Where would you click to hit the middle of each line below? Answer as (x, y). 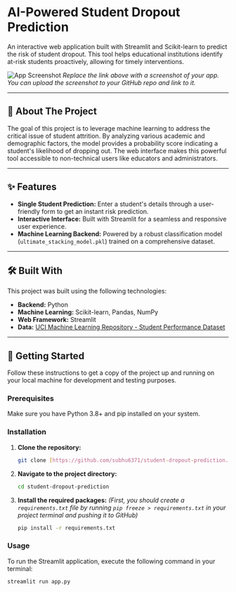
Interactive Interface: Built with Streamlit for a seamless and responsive (122, 219)
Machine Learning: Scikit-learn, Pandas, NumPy (88, 312)
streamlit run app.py (39, 581)
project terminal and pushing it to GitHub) (78, 515)
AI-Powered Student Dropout (94, 12)
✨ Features (32, 187)
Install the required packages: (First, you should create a (101, 500)
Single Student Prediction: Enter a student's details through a (107, 204)
